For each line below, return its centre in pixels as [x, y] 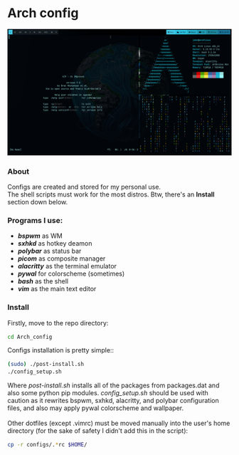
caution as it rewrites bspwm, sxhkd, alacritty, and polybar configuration [113, 401]
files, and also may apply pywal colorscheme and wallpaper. [96, 408]
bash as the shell [43, 281]
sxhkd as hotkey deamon [55, 244]
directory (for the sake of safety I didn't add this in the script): [98, 431]
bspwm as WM [40, 236]
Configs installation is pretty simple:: [61, 350]
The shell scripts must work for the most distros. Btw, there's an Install [111, 194]
